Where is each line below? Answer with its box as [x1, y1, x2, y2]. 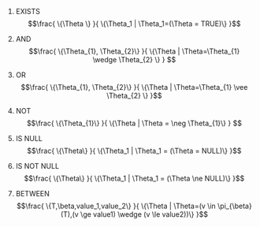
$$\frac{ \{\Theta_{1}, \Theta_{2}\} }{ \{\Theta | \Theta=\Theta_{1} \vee [20, 83, 248, 91]
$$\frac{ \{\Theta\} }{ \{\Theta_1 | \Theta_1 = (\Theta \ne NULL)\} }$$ [24, 173, 245, 183]
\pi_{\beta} [217, 201, 252, 210]
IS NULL [15, 134, 43, 143]
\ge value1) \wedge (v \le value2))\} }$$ [80, 210, 209, 219]
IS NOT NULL [15, 162, 60, 170]
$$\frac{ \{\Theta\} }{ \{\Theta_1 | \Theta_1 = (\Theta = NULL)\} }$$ [27, 146, 242, 155]
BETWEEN [15, 189, 50, 198]
